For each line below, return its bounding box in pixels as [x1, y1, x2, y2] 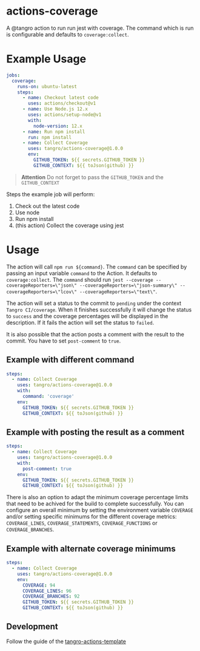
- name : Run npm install [22, 129, 85, 135]
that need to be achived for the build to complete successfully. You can [6, 500, 184, 508]
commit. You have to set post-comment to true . [6, 337, 121, 344]
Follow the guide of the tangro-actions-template [6, 638, 126, 645]
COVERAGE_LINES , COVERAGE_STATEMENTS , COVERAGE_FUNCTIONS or [6, 519, 158, 527]
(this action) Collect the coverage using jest [15, 222, 124, 229]
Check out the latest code [15, 202, 80, 210]
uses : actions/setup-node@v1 [28, 112, 102, 118]
